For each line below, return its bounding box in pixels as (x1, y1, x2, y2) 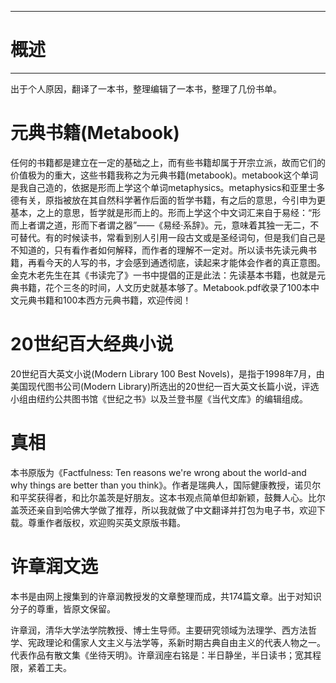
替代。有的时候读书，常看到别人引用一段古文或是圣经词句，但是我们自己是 (18, 231, 326, 243)
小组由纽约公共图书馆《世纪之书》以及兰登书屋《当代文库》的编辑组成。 (10, 392, 308, 405)
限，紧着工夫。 (10, 661, 72, 673)
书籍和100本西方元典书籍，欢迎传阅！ (36, 294, 192, 306)
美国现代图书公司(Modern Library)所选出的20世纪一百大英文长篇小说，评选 (10, 380, 320, 392)
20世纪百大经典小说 (10, 333, 174, 356)
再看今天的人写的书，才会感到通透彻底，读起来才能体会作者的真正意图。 (27, 256, 326, 268)
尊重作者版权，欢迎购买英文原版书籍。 (27, 516, 186, 528)
